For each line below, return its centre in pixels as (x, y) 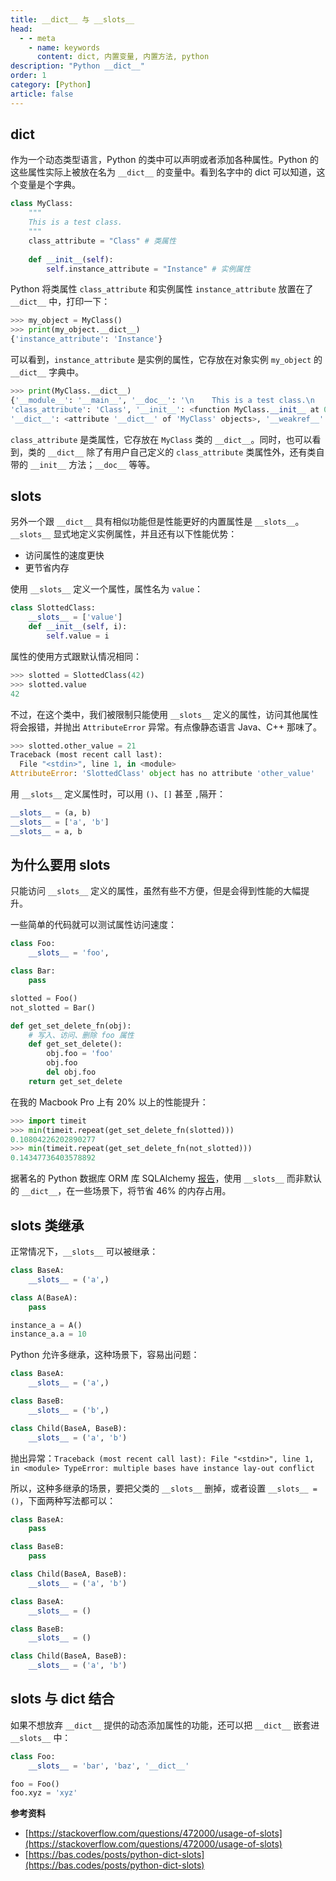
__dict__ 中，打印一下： (60, 302)
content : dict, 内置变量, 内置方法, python (123, 57)
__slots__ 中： (41, 1737)
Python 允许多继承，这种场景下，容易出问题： (105, 1355)
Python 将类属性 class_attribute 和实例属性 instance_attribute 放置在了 (162, 289)
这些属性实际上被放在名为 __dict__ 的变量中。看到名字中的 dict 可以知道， (163, 172)
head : (21, 29)
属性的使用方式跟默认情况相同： (76, 656)
